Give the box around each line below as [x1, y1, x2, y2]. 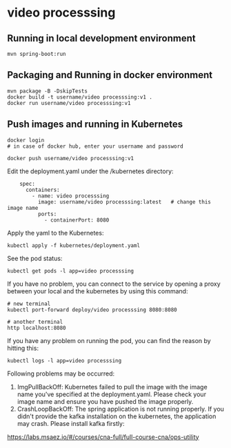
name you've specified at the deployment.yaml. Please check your [17, 390, 207, 398]
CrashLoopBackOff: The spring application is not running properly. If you [17, 405, 224, 413]
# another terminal [7, 318, 63, 325]
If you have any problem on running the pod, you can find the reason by [7, 336, 212, 344]
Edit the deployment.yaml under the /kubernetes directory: [7, 167, 174, 175]
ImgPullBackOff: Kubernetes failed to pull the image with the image [17, 382, 208, 391]
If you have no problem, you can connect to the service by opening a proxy [7, 280, 221, 288]
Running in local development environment [7, 32, 196, 44]
